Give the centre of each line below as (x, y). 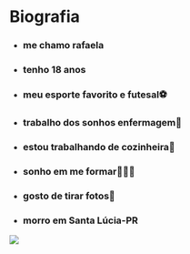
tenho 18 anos (54, 70)
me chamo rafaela (63, 46)
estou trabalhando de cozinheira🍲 (99, 147)
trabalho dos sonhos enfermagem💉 (102, 122)
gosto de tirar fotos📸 (69, 196)
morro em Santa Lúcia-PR (80, 220)
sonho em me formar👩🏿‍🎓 (79, 171)
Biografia (45, 17)
